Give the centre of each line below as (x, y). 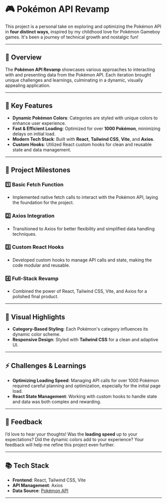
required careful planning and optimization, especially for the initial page (86, 386)
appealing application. (28, 85)
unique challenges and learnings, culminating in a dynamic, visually (74, 80)
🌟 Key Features (29, 106)
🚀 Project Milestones (38, 170)
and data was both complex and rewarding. (57, 402)
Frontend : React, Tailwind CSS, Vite (49, 480)
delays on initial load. (34, 134)
